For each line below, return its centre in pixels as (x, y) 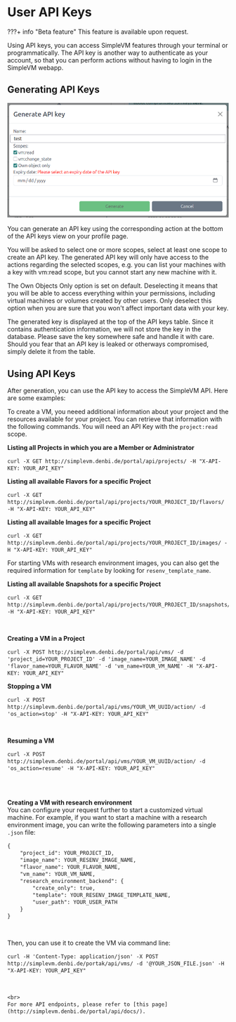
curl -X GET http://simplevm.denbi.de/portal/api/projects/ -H (102, 462)
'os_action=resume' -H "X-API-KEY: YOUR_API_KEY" (81, 769)
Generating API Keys (53, 89)
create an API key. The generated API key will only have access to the (108, 258)
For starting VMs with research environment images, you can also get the (113, 563)
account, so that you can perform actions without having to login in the (110, 60)
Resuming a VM (31, 741)
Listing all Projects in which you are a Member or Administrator (101, 448)
